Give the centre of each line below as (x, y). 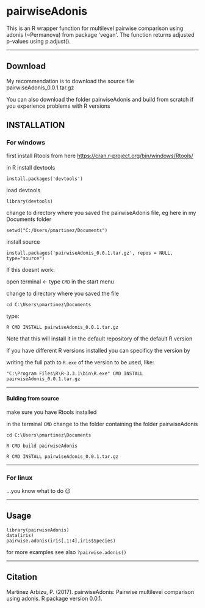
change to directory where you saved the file (63, 294)
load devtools (23, 190)
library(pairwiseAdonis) (38, 530)
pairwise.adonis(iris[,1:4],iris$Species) (61, 541)
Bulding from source (33, 399)
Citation (22, 577)
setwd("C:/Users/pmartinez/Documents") (57, 231)
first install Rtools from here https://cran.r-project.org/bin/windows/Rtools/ (100, 156)
